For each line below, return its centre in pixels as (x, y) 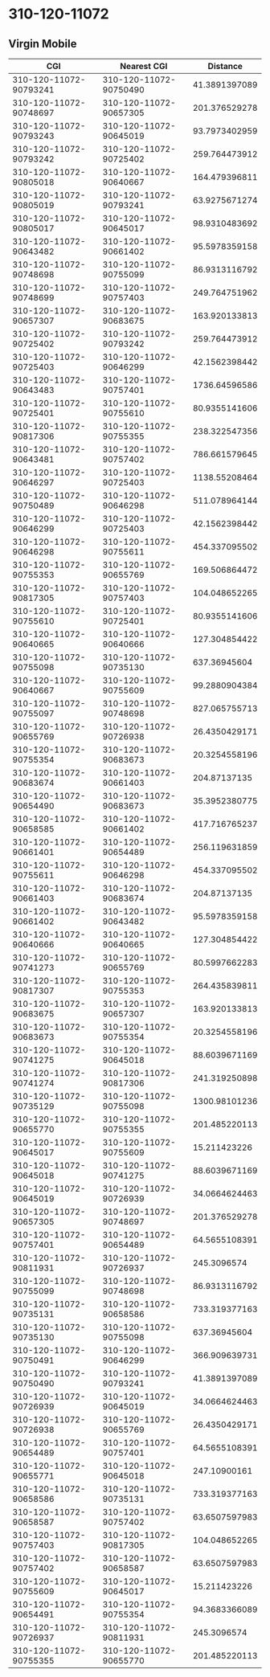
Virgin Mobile (43, 44)
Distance (225, 66)
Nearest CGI (144, 66)
